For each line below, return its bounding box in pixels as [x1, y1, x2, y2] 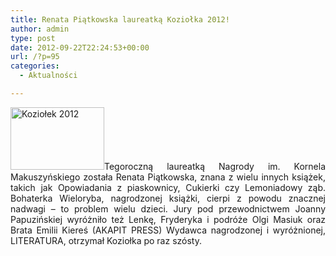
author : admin [10, 24, 70, 34]
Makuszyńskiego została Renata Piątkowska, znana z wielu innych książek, [10, 171, 326, 183]
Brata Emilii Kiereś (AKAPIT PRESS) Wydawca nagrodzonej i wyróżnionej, [10, 224, 326, 236]
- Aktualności [19, 71, 78, 81]
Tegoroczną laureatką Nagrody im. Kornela [104, 160, 326, 172]
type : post [10, 33, 56, 43]
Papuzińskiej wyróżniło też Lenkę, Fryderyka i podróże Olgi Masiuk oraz [10, 213, 326, 225]
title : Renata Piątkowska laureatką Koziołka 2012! [10, 14, 230, 25]
